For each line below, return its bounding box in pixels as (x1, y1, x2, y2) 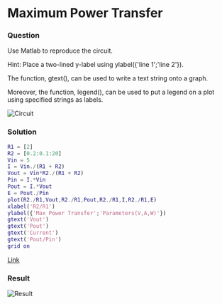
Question (7, 31, 40, 41)
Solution (7, 127, 38, 137)
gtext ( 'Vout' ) (7, 216, 50, 224)
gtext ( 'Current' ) (7, 229, 59, 236)
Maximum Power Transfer (7, 5, 163, 21)
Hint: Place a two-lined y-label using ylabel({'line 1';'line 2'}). (7, 61, 184, 69)
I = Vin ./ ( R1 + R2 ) (7, 163, 65, 170)
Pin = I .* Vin (7, 177, 46, 184)
